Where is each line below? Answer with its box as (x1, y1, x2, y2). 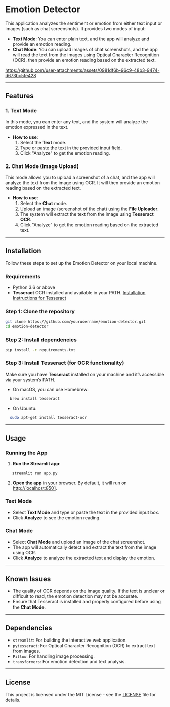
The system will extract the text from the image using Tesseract (20, 211, 154, 217)
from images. (12, 648, 40, 654)
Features (5, 92, 34, 100)
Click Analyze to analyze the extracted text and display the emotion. (12, 555, 155, 561)
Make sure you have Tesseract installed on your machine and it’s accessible (5, 371, 164, 377)
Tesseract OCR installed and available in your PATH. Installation (12, 290, 146, 296)
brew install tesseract (10, 396, 60, 401)
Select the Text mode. (20, 139, 67, 145)
